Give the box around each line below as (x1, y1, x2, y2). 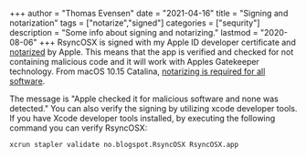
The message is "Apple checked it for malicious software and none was (9, 93, 279, 104)
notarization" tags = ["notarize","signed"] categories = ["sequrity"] (9, 17, 260, 28)
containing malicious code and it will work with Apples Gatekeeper (9, 57, 260, 67)
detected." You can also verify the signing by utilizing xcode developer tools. (9, 103, 298, 113)
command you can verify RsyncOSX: (9, 122, 148, 133)
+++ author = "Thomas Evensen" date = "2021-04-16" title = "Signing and (9, 8, 289, 18)
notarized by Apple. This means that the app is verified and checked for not (9, 47, 294, 58)
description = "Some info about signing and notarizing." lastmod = (9, 27, 259, 37)
